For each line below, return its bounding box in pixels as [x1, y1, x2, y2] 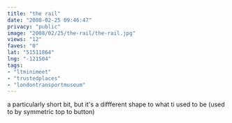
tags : [7, 62, 23, 69]
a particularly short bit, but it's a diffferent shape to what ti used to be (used [7, 100, 225, 108]
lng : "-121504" [7, 56, 52, 63]
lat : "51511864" [7, 49, 55, 56]
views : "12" [7, 36, 42, 43]
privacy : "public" [7, 23, 61, 30]
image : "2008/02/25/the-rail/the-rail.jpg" [7, 29, 136, 37]
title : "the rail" [7, 10, 61, 17]
